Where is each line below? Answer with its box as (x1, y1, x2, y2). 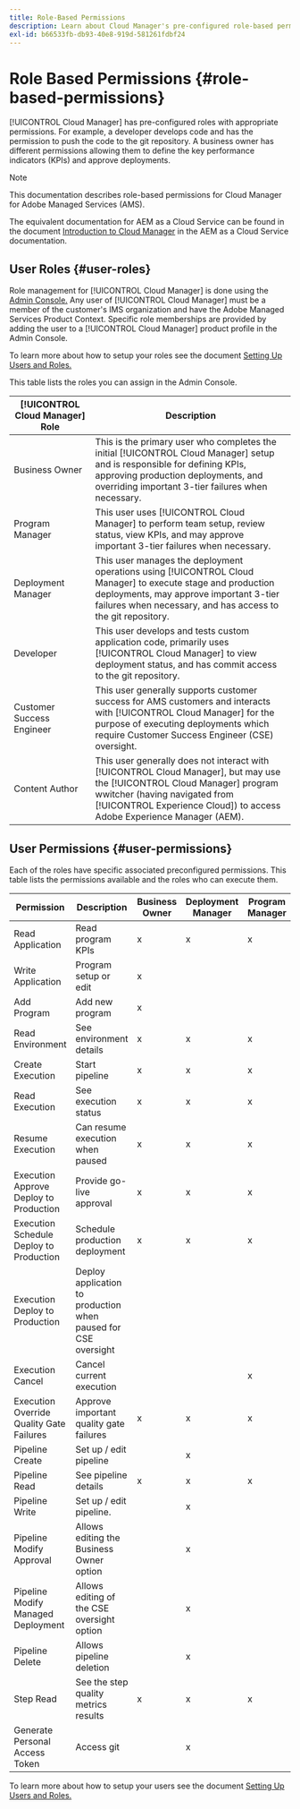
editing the (75, 1532, 121, 1544)
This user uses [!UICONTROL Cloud (95, 507, 246, 519)
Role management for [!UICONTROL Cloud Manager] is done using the (9, 286, 270, 296)
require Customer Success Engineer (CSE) (95, 729, 274, 741)
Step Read (13, 1693, 58, 1705)
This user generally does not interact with (95, 755, 270, 767)
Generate (13, 1724, 54, 1736)
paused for (75, 1321, 121, 1334)
